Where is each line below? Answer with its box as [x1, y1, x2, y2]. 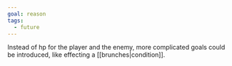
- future [14, 23, 40, 31]
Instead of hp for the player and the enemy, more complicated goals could [7, 43, 226, 52]
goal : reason [7, 10, 46, 18]
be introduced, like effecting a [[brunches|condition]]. [7, 50, 166, 59]
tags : [7, 17, 24, 24]
